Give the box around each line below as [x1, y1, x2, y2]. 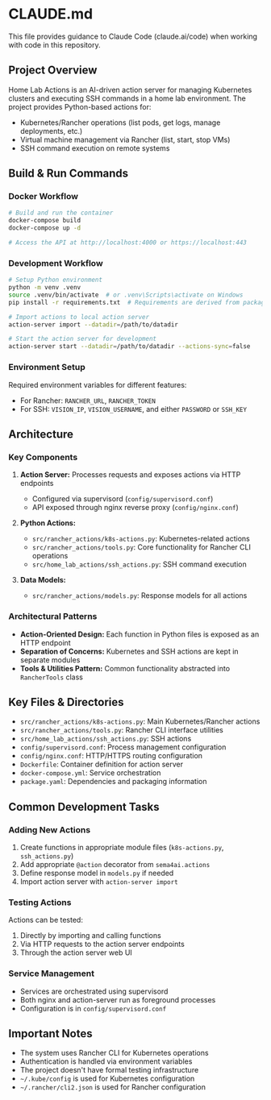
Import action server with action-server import [19, 877, 179, 886]
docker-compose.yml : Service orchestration [19, 768, 161, 778]
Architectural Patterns [8, 611, 98, 622]
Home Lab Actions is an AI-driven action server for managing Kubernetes [8, 85, 252, 94]
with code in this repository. [8, 39, 101, 49]
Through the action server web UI [19, 948, 133, 957]
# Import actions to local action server [8, 313, 150, 321]
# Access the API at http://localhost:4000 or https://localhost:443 [8, 239, 248, 247]
